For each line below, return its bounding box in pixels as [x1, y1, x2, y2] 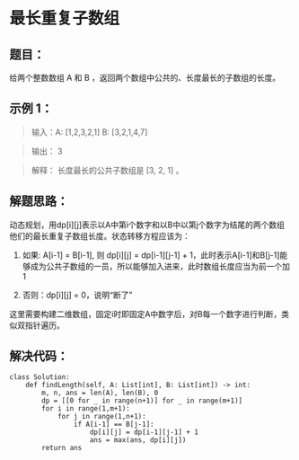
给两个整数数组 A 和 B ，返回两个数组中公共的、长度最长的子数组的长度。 [9, 73, 281, 83]
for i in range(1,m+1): [41, 404, 130, 413]
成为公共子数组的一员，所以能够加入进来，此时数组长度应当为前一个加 [30, 261, 290, 271]
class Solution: [9, 373, 70, 382]
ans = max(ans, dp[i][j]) [89, 436, 187, 445]
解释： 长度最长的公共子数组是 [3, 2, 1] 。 [31, 164, 184, 175]
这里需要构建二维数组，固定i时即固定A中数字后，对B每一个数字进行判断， [9, 308, 282, 319]
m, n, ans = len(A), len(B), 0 [41, 388, 159, 398]
